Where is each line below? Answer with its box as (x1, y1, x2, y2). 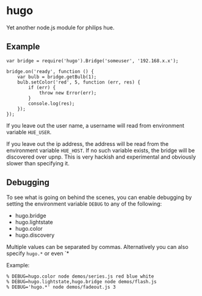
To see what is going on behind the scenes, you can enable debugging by (6, 193, 192, 201)
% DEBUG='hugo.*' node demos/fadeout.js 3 (6, 284, 116, 290)
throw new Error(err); (38, 90, 97, 96)
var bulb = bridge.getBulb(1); (17, 74, 97, 80)
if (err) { (28, 84, 56, 90)
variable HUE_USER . (6, 128, 52, 135)
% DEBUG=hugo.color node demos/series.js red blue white (6, 273, 154, 280)
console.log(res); (28, 100, 75, 107)
